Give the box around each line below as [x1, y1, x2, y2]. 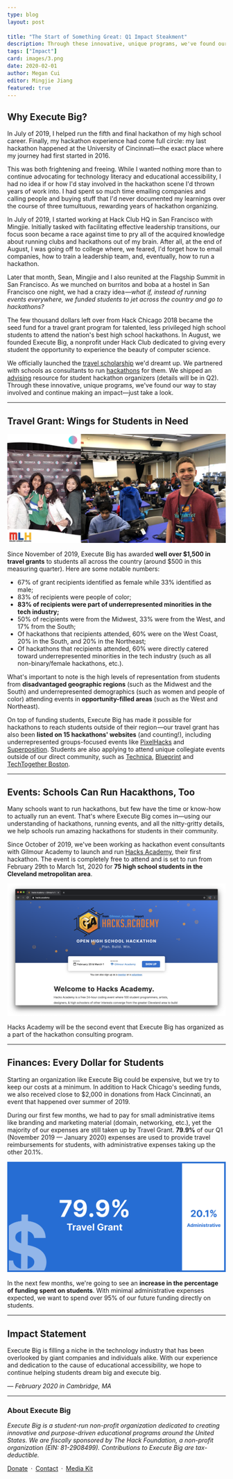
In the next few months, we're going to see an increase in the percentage [7, 1279, 218, 1287]
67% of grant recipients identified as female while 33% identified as [17, 578, 212, 586]
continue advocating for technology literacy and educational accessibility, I [7, 172, 221, 181]
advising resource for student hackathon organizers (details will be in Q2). [7, 374, 219, 382]
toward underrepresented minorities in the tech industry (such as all [17, 651, 212, 660]
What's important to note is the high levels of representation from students [7, 672, 221, 680]
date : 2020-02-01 [7, 62, 58, 69]
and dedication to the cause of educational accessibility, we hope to [7, 1361, 202, 1369]
